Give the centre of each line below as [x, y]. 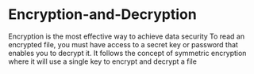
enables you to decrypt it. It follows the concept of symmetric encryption [127, 53]
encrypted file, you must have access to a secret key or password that [123, 44]
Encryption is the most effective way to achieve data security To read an [126, 36]
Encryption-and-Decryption [102, 15]
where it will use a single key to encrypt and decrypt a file [102, 61]
